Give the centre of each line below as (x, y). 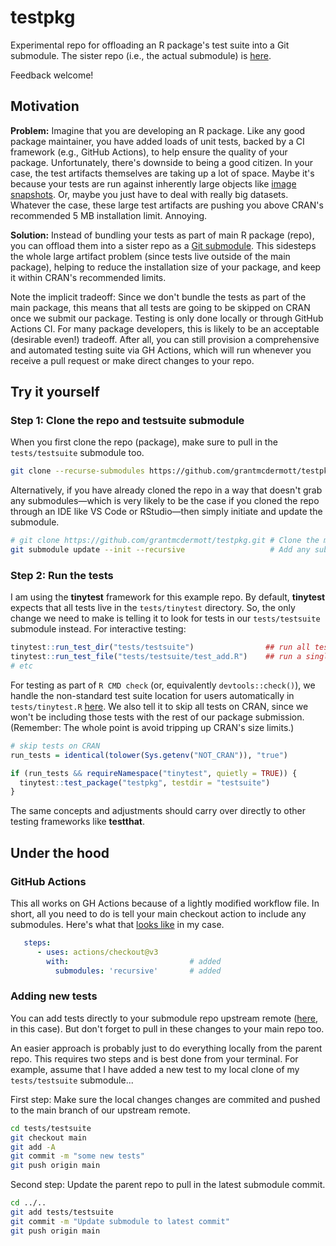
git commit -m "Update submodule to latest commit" (120, 1221)
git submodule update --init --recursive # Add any (160, 550)
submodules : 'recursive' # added (138, 971)
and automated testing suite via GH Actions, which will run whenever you (161, 350)
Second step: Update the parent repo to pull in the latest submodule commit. (168, 1185)
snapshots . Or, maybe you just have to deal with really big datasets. (149, 194)
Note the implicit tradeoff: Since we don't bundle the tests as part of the (158, 297)
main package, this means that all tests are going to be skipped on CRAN (160, 307)
